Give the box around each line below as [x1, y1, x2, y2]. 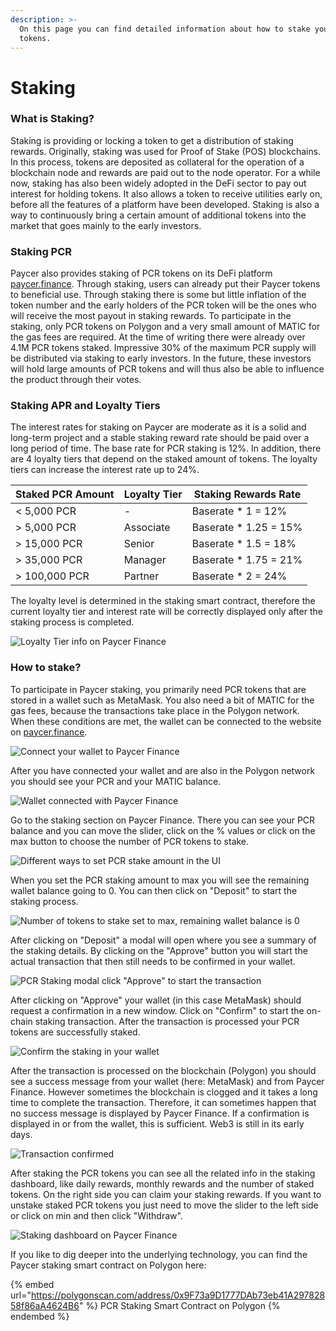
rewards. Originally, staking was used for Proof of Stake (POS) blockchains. [10, 145, 322, 157]
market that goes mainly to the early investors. [10, 219, 202, 231]
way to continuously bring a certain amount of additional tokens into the [10, 209, 307, 221]
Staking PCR [10, 244, 73, 258]
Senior [123, 537, 155, 551]
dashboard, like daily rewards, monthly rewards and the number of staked [10, 1177, 315, 1190]
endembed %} [10, 1310, 70, 1322]
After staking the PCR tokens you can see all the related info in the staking [10, 1167, 316, 1179]
